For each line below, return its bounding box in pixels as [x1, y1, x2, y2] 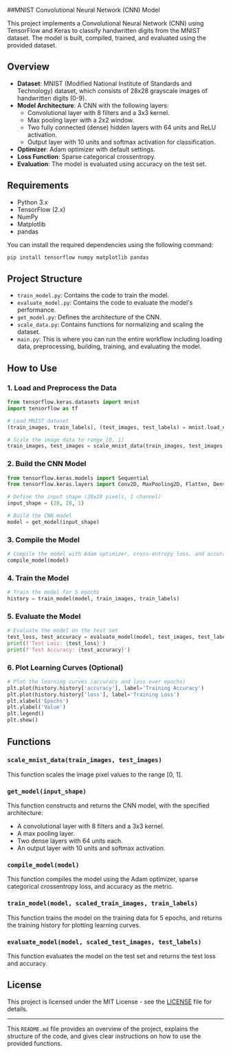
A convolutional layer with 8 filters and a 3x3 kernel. [16, 822, 165, 830]
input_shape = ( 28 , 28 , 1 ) [7, 500, 85, 507]
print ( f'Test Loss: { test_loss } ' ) [7, 640, 107, 646]
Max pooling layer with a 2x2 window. [27, 116, 135, 124]
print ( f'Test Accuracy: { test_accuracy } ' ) [7, 646, 131, 653]
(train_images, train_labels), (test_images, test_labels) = [7, 423, 186, 431]
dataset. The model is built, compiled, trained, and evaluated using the [7, 34, 206, 42]
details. [7, 1004, 28, 1013]
